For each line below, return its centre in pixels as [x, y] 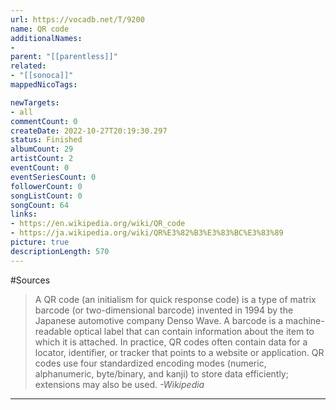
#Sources [30, 280]
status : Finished [46, 140]
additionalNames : [46, 38]
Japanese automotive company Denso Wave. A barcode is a [159, 320]
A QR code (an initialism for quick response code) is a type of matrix [175, 299]
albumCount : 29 [42, 149]
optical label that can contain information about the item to [194, 331]
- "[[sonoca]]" [42, 76]
